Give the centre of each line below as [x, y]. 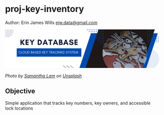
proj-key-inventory [45, 9]
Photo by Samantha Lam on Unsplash [44, 76]
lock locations [19, 108]
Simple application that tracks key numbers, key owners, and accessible [78, 103]
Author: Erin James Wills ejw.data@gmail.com [51, 23]
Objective [20, 91]
